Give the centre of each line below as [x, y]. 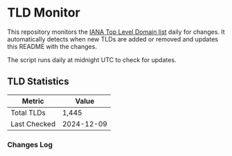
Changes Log [30, 144]
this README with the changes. [52, 46]
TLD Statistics [38, 82]
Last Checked [33, 124]
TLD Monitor [44, 13]
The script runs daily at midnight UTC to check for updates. [92, 59]
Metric [33, 101]
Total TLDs [28, 113]
